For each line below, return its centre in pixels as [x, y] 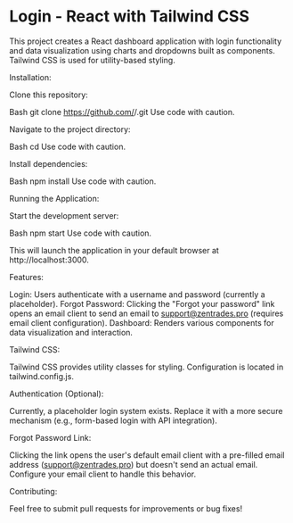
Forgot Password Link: [50, 437]
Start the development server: [64, 215]
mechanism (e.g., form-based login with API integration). [114, 420]
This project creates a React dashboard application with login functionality [146, 41]
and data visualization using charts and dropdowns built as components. [142, 50]
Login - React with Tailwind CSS [130, 17]
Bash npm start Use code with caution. [81, 233]
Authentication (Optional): [57, 394]
